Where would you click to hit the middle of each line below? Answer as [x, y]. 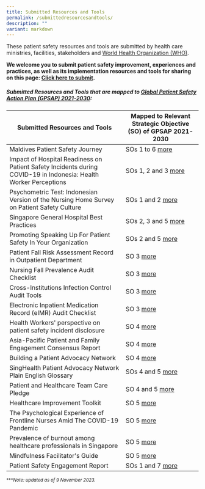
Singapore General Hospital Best [56, 218]
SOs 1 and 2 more [152, 200]
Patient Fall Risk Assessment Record [62, 252]
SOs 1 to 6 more [149, 149]
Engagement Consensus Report [55, 348]
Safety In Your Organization [49, 243]
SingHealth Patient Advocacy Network [64, 368]
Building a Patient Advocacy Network [63, 358]
